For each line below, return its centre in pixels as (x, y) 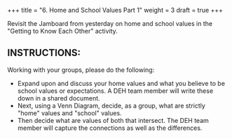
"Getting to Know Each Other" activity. (62, 31)
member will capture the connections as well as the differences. (110, 128)
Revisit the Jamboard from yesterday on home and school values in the (110, 23)
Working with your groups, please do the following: (81, 70)
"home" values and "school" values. (69, 113)
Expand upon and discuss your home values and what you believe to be (121, 83)
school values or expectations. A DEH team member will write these (115, 91)
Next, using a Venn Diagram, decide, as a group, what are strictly (111, 105)
